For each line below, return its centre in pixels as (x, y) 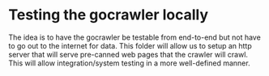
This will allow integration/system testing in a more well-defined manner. (129, 63)
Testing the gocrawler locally (109, 15)
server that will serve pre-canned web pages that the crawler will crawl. (128, 54)
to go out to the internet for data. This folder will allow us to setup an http (130, 45)
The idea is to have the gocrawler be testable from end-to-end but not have (134, 37)
